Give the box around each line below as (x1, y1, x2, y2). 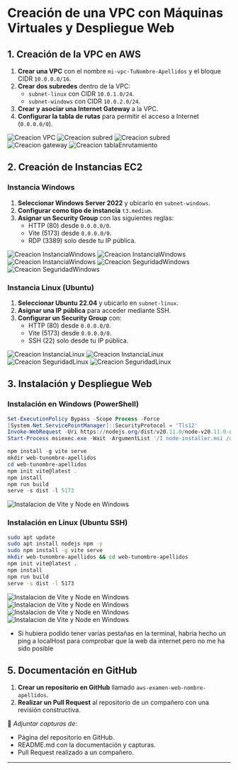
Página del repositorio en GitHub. (17, 733, 115, 742)
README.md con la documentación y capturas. (17, 741, 156, 749)
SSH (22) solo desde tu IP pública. (28, 336, 129, 345)
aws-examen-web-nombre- (136, 684, 207, 691)
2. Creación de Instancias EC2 (7, 161, 143, 173)
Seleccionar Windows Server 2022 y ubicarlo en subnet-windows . (17, 198, 211, 207)
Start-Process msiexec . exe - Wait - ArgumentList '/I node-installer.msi (7, 435, 223, 442)
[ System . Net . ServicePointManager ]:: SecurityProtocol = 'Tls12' (7, 422, 198, 429)
